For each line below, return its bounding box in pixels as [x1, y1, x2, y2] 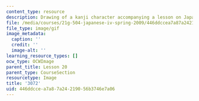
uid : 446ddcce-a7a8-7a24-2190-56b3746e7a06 [6, 86, 115, 92]
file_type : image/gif [6, 25, 60, 31]
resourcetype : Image [6, 75, 57, 81]
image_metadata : [6, 31, 46, 37]
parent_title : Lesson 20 [6, 64, 68, 70]
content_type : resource [6, 8, 65, 15]
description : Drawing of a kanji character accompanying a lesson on [6, 14, 182, 20]
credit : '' [11, 42, 38, 48]
